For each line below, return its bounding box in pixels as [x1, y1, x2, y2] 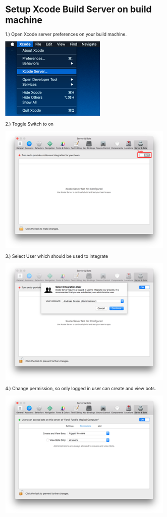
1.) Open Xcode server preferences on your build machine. [5, 31, 127, 37]
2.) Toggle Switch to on [5, 121, 54, 127]
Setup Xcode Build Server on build [5, 4, 152, 15]
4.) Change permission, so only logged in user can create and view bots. [5, 386, 156, 392]
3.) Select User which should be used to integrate [5, 253, 108, 259]
